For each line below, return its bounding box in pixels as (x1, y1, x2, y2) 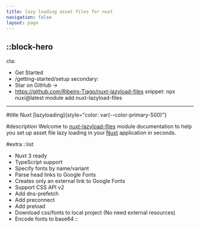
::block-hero (6, 42, 54, 52)
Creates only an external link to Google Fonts (14, 178, 126, 185)
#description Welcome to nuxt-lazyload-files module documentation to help (6, 123, 192, 130)
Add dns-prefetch (14, 190, 59, 197)
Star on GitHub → (14, 81, 58, 89)
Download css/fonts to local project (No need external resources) (14, 209, 176, 216)
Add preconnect (14, 197, 55, 204)
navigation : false (6, 14, 52, 20)
